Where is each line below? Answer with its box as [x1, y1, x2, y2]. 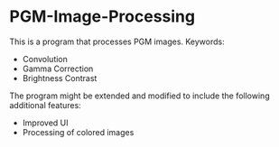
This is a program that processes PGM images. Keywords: [9, 36, 225, 47]
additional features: [9, 99, 81, 110]
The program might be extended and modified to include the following [9, 90, 270, 101]
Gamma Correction [22, 63, 94, 74]
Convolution [22, 53, 68, 64]
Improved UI [22, 117, 69, 128]
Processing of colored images [22, 126, 135, 137]
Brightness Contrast [22, 72, 98, 83]
